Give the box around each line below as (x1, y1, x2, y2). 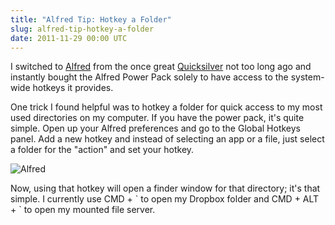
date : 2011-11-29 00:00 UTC (10, 33, 128, 43)
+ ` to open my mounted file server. (10, 204, 156, 216)
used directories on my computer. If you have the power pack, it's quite (10, 112, 305, 124)
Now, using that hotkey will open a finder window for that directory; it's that (10, 182, 321, 195)
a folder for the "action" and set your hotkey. (10, 144, 195, 156)
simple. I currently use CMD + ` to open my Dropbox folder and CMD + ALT (10, 193, 320, 205)
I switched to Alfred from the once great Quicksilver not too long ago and (10, 61, 312, 73)
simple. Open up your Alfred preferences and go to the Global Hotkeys (10, 122, 301, 135)
